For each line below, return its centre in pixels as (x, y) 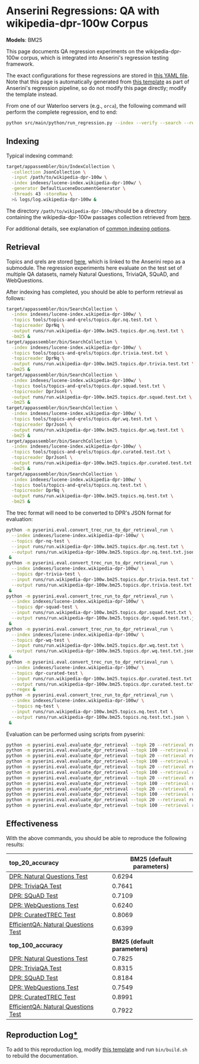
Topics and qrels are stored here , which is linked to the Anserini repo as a (96, 261)
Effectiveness (32, 824)
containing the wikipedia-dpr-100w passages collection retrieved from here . (99, 217)
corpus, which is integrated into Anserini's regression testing (94, 57)
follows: (16, 298)
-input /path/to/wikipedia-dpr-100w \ (60, 178)
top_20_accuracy (34, 863)
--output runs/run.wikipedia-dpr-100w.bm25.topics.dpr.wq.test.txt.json (103, 651)
